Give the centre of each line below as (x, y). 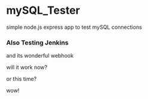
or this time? (22, 79)
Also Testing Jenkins (37, 43)
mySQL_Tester (43, 10)
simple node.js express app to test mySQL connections (74, 27)
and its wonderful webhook (40, 56)
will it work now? (27, 67)
